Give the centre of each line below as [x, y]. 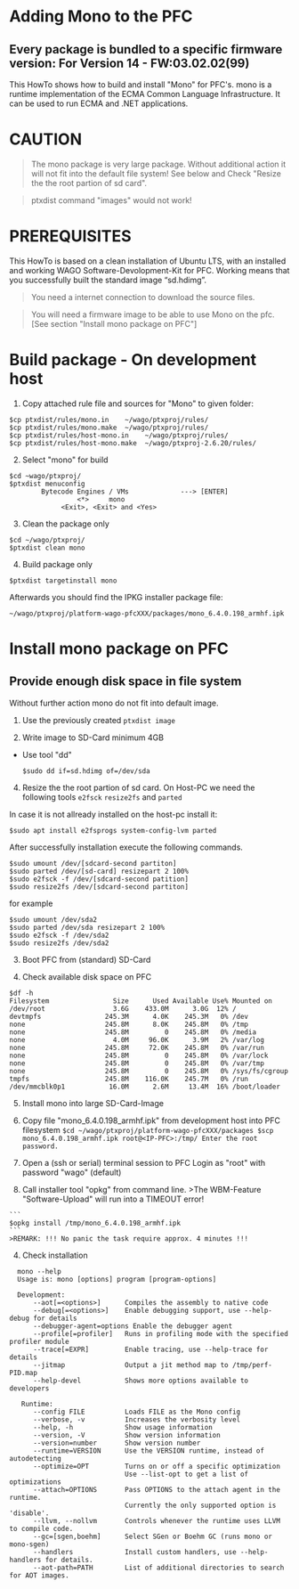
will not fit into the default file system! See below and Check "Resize [156, 173]
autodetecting [36, 1458]
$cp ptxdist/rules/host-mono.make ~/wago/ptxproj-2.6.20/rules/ [133, 443]
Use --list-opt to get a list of [186, 1474]
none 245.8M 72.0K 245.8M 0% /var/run [137, 1047]
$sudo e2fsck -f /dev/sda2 [59, 935]
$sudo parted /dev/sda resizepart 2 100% [87, 927]
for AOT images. [39, 1575]
